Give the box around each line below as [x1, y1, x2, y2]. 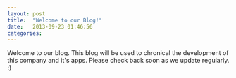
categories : [7, 29, 42, 37]
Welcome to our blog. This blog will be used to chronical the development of [7, 49, 229, 57]
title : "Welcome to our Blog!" [7, 17, 102, 24]
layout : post [7, 10, 46, 17]
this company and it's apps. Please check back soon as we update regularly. [7, 56, 230, 65]
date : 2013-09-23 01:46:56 [7, 23, 93, 30]
